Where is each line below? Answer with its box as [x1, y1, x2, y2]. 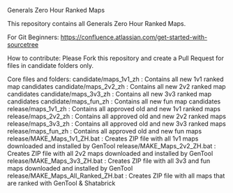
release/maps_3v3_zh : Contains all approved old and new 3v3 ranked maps [7, 120, 227, 128]
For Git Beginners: [7, 33, 59, 41]
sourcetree [7, 41, 39, 48]
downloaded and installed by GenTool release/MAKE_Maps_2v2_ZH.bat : [7, 142, 216, 150]
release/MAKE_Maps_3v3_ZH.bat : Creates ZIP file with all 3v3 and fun [7, 157, 211, 165]
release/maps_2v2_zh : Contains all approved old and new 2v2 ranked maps [7, 112, 227, 120]
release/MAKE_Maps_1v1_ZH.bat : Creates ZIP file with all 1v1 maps [7, 134, 199, 143]
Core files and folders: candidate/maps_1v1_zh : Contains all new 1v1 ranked [7, 75, 224, 83]
